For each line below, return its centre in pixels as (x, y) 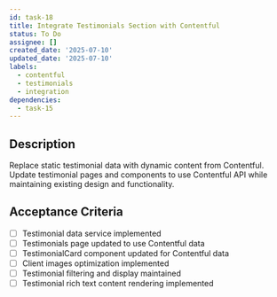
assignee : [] (33, 42)
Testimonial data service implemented (91, 233)
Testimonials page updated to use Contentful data (114, 243)
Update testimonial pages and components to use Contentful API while (138, 175)
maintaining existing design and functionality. (92, 184)
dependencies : (36, 100)
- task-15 (35, 108)
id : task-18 (31, 17)
